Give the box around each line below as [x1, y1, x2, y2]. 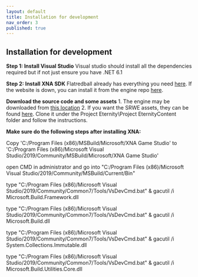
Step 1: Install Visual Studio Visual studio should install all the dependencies [6, 62, 192, 70]
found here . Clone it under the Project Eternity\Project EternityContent [6, 110, 177, 118]
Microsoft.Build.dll [6, 217, 50, 225]
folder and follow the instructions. [6, 117, 88, 124]
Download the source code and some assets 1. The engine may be [6, 98, 170, 105]
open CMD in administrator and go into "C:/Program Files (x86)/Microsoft [6, 163, 184, 171]
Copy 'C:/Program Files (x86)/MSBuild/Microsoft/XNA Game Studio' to [6, 140, 177, 147]
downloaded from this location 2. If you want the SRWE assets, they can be [6, 104, 189, 111]
